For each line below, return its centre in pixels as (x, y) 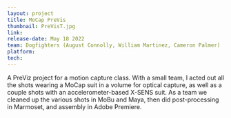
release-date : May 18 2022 (46, 39)
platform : (21, 52)
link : (15, 33)
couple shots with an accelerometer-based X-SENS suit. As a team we (107, 92)
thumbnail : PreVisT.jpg (41, 26)
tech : (15, 58)
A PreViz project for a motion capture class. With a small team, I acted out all (116, 78)
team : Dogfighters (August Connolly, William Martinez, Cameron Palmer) (114, 45)
